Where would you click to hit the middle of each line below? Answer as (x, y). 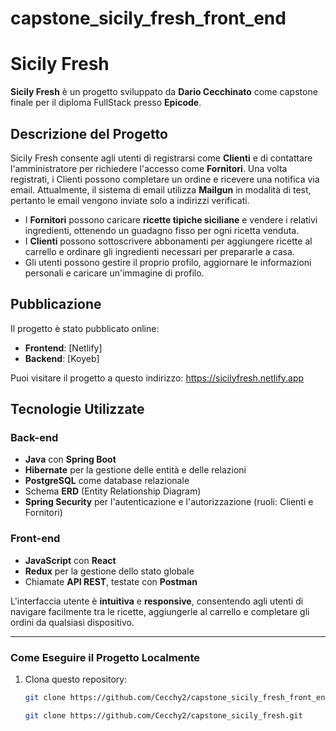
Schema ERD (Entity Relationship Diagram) (113, 491)
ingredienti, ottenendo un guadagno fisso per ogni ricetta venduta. (162, 230)
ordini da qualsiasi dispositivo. (72, 622)
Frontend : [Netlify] (63, 348)
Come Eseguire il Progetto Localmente (105, 657)
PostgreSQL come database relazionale (107, 481)
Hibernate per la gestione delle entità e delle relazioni (135, 470)
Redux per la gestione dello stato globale (109, 571)
